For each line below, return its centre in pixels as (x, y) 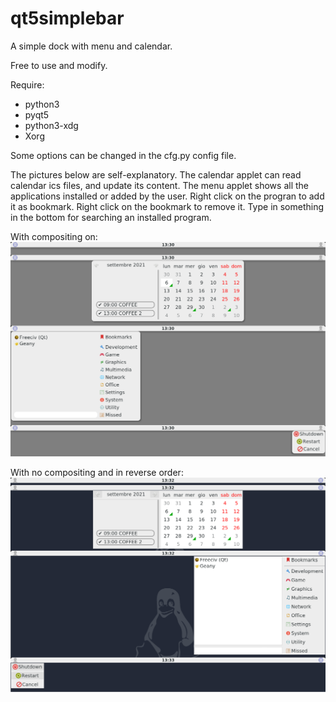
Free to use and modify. (59, 65)
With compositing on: (54, 236)
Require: (27, 84)
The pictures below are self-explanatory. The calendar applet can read (156, 174)
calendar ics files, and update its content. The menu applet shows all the (159, 185)
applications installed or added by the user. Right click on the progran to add (167, 196)
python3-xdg (51, 125)
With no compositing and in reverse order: (97, 472)
